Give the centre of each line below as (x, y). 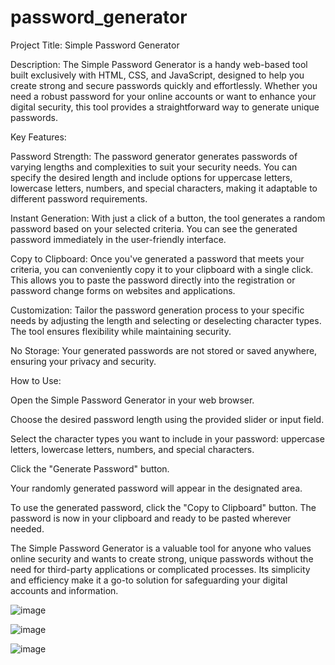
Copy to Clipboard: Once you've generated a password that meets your (157, 258)
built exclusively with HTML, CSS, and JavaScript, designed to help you (157, 75)
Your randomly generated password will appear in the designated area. (156, 488)
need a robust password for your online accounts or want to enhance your (163, 96)
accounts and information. (64, 590)
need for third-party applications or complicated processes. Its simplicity (160, 569)
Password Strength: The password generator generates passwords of (154, 156)
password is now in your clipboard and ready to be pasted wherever (151, 518)
